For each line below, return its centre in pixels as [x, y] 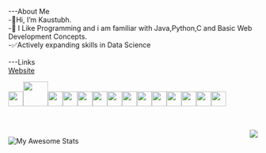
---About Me [29, 11]
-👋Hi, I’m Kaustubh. [40, 20]
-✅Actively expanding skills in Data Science [80, 45]
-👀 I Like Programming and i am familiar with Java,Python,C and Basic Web [130, 28]
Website [22, 71]
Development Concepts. [47, 36]
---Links [22, 62]
